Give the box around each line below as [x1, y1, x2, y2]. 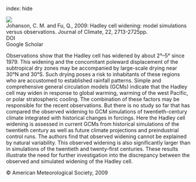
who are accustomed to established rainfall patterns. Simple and [6, 77, 161, 84]
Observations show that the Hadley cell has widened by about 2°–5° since [6, 52, 185, 59]
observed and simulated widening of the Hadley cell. [6, 158, 133, 164]
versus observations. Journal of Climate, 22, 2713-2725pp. [6, 29, 148, 35]
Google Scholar [6, 41, 44, 47]
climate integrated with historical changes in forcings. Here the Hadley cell [6, 114, 185, 121]
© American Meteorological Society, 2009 [6, 169, 108, 176]
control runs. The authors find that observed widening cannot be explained [6, 133, 187, 140]
